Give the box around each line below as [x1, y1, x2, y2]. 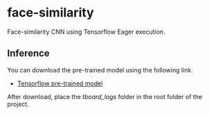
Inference [7, 48, 50, 59]
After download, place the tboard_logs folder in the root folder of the [7, 92, 203, 101]
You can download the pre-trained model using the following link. [7, 65, 194, 74]
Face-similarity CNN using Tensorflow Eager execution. [7, 28, 165, 36]
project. [7, 100, 30, 108]
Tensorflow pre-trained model [17, 79, 103, 87]
